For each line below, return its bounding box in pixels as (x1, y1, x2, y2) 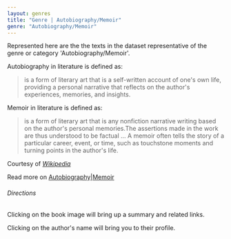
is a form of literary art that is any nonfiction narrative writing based (23, 117, 217, 125)
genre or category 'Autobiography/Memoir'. (7, 49, 130, 57)
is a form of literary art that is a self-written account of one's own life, (23, 76, 222, 84)
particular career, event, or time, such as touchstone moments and (23, 139, 214, 147)
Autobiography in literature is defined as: (7, 63, 123, 71)
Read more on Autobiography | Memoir (7, 173, 115, 181)
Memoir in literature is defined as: (7, 104, 103, 112)
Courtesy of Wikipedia (7, 160, 71, 168)
